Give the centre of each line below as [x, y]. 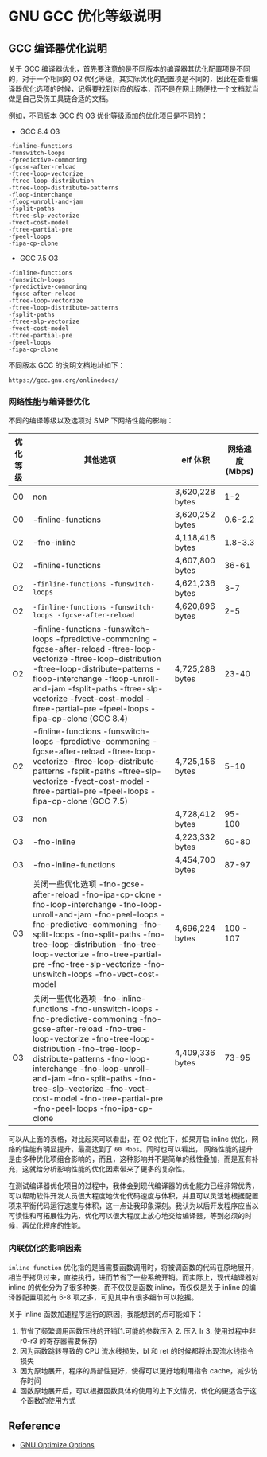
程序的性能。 [64, 1225]
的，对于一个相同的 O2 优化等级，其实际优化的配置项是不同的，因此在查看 [130, 79]
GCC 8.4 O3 [40, 131]
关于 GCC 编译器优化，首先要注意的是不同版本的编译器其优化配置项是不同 [129, 69]
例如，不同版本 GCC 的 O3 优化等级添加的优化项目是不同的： [108, 115]
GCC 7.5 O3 [39, 258]
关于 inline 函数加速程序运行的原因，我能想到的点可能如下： [106, 1314]
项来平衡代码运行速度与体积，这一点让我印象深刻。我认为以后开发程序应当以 [133, 1206]
